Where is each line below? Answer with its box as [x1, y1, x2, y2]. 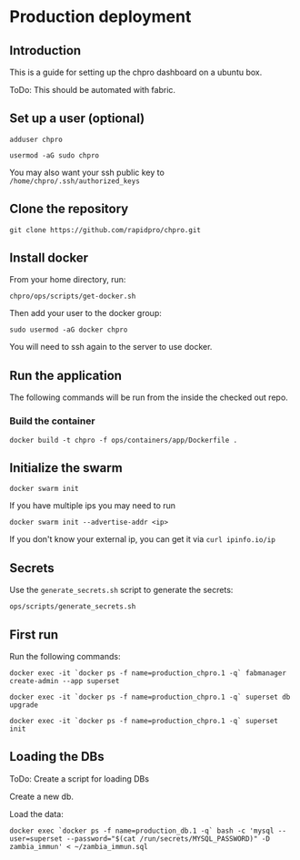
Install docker [9, 251, 89, 266]
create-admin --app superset [9, 676, 120, 685]
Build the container [9, 415, 95, 427]
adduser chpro [9, 135, 64, 144]
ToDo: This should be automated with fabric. [9, 85, 175, 95]
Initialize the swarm [9, 460, 123, 476]
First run [9, 627, 59, 642]
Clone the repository [9, 201, 129, 217]
